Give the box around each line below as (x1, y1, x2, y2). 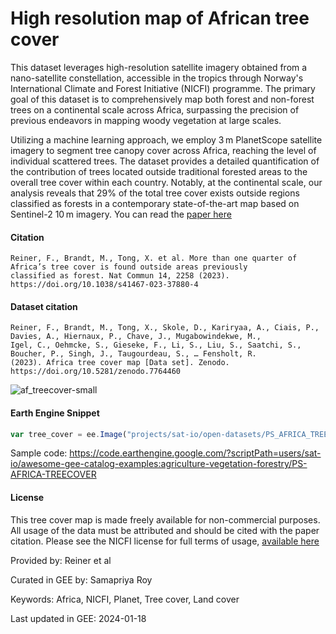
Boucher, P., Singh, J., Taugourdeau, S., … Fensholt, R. (10, 349, 257, 359)
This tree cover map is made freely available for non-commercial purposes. (10, 513, 321, 526)
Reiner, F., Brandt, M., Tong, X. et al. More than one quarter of (10, 253, 298, 264)
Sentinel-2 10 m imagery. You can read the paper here (10, 208, 232, 220)
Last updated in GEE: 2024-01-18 (10, 612, 147, 624)
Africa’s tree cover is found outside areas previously (10, 262, 248, 272)
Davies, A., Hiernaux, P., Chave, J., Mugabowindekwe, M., (10, 332, 262, 342)
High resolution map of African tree (10, 7, 310, 30)
